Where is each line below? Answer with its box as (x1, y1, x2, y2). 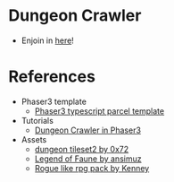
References (8, 66, 95, 87)
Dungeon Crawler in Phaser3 (34, 125, 142, 135)
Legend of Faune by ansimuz (34, 153, 142, 164)
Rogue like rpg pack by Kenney (34, 162, 150, 173)
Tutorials (21, 115, 54, 126)
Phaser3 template (21, 96, 87, 107)
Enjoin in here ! (21, 35, 75, 46)
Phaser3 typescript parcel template (34, 105, 165, 117)
